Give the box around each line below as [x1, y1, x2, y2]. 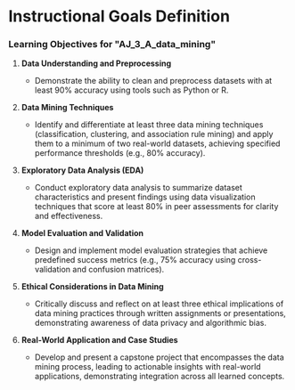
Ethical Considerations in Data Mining [20, 281, 164, 292]
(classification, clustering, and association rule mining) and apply [34, 129, 274, 140]
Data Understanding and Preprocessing [20, 58, 172, 69]
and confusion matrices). [72, 264, 165, 275]
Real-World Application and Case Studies [20, 335, 179, 345]
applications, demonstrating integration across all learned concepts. [34, 371, 285, 382]
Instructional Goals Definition [8, 6, 231, 27]
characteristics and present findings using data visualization [34, 191, 256, 202]
